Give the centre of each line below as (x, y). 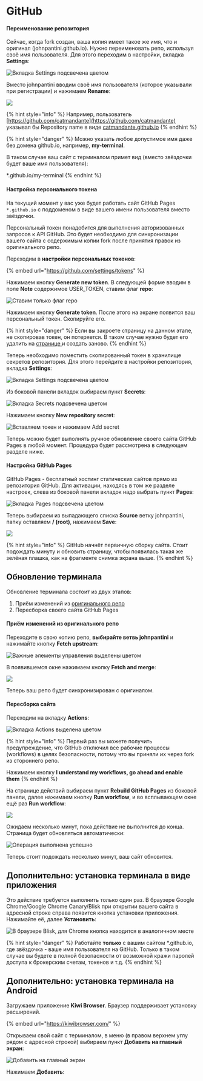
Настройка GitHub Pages (39, 465)
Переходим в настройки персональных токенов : (71, 259)
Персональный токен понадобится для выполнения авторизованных (95, 227)
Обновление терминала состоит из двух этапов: (69, 592)
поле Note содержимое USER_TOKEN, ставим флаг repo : (80, 288)
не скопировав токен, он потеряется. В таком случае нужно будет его (97, 337)
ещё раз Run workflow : (36, 803)
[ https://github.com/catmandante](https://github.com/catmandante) (91, 121)
